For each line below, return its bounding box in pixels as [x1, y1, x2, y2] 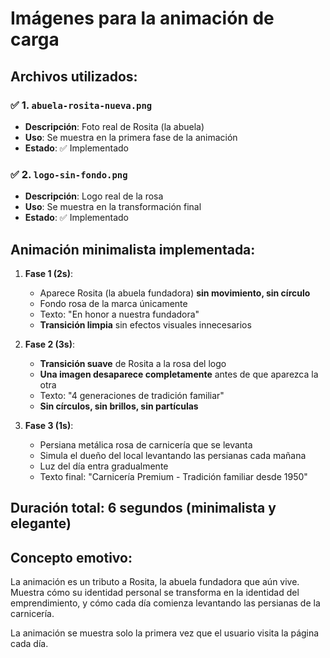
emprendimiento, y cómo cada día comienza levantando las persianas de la [10, 597, 321, 609]
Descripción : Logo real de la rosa [24, 190, 164, 202]
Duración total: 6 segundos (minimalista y [10, 500, 277, 517]
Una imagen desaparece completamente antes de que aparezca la [39, 368, 319, 380]
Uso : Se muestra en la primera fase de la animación [24, 131, 238, 143]
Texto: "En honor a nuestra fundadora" [39, 308, 200, 320]
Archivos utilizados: [10, 68, 138, 85]
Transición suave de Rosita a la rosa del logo [39, 357, 227, 369]
